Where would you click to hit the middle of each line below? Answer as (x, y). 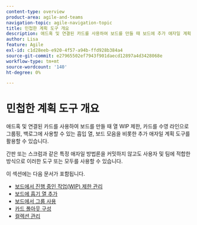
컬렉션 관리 (28, 216)
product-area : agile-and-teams (45, 17)
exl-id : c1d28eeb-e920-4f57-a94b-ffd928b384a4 (64, 50)
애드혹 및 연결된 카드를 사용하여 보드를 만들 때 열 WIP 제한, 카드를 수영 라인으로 (98, 126)
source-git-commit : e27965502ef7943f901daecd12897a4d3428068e (84, 56)
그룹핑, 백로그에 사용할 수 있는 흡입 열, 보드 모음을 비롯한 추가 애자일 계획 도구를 (98, 134)
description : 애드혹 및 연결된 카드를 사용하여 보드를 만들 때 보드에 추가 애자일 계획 (99, 34)
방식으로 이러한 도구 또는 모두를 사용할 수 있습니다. (64, 161)
